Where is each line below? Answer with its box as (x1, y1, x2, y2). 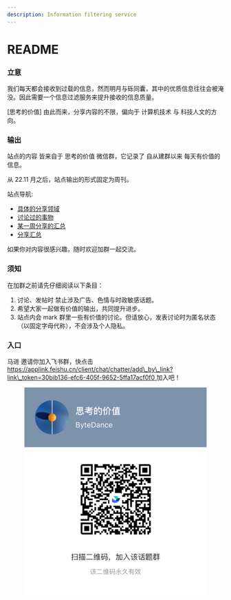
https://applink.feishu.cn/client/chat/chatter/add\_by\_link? (7, 365, 173, 373)
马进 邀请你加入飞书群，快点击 (7, 358, 93, 365)
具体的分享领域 (16, 205, 60, 213)
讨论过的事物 (16, 214, 54, 222)
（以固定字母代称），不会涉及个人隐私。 (16, 321, 129, 330)
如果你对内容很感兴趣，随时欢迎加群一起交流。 (7, 245, 140, 254)
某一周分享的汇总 (16, 222, 66, 230)
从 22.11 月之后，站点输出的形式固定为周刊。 (7, 176, 133, 184)
